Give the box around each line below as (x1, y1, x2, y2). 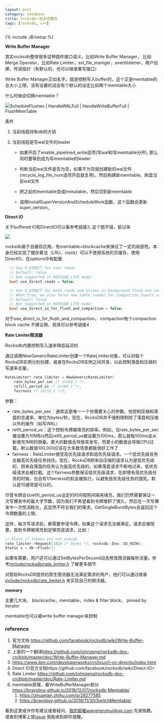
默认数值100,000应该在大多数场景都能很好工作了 (20, 445, 119, 451)
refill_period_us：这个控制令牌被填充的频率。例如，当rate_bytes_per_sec (12, 426, 159, 432)
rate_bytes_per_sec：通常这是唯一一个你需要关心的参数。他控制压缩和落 (12, 408, 159, 414)
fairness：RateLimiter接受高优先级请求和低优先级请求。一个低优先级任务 (12, 451, 158, 457)
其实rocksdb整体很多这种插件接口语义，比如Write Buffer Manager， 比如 (5, 54, 152, 60)
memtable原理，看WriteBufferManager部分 (12, 681, 99, 687)
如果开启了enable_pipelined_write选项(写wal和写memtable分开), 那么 (19, 149, 158, 155)
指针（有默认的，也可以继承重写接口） (21, 66, 99, 72)
